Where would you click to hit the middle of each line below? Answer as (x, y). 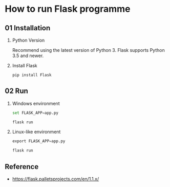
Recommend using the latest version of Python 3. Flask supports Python (88, 50)
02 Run (17, 91)
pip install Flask (32, 75)
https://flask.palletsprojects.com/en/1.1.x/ (56, 179)
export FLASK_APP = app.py (39, 141)
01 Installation (28, 28)
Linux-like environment (36, 132)
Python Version (28, 40)
